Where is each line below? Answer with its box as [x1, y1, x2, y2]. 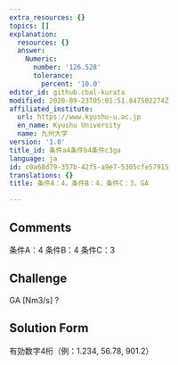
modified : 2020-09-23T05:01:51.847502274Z [9, 95, 169, 105]
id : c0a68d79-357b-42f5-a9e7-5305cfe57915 [9, 162, 169, 171]
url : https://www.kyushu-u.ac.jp [17, 112, 142, 121]
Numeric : [25, 54, 58, 63]
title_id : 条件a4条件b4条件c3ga [9, 145, 122, 154]
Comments [9, 220, 72, 235]
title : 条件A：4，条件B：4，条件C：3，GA [9, 179, 150, 188]
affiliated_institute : [9, 104, 93, 113]
